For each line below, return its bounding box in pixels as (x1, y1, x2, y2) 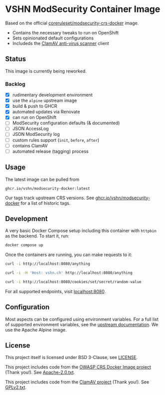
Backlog (5, 80, 26, 87)
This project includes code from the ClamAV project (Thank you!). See (5, 379, 150, 385)
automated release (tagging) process (12, 148, 89, 154)
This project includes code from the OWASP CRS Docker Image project (5, 364, 151, 370)
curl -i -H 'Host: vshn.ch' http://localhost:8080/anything (5, 271, 133, 276)
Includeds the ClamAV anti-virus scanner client (12, 40, 109, 46)
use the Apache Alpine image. (5, 327, 67, 333)
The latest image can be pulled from (5, 176, 80, 182)
